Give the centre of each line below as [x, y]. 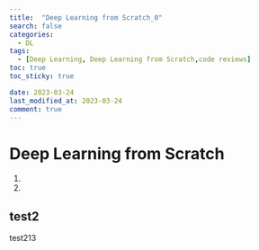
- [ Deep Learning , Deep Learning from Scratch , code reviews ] [134, 59]
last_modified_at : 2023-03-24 [66, 101]
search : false [36, 26]
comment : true [36, 109]
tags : [19, 51]
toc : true [28, 68]
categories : [31, 34]
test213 [23, 238]
